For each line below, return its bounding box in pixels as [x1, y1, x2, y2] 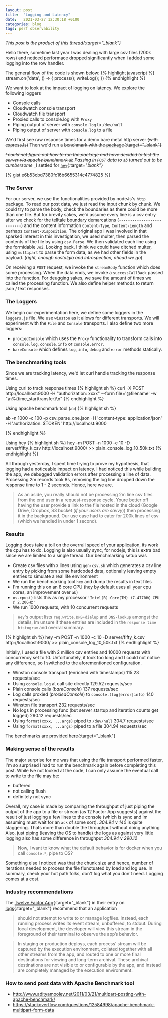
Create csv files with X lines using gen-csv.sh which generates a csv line [12, 562, 162, 569]
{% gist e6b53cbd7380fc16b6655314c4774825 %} [5, 172, 111, 178]
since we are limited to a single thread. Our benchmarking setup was [5, 553, 147, 559]
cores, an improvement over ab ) [12, 589, 78, 595]
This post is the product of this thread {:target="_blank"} [5, 40, 121, 46]
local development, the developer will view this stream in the [17, 925, 143, 932]
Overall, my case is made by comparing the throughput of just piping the [5, 803, 155, 809]
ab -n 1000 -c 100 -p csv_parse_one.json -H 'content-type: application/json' [5, 415, 162, 421]
